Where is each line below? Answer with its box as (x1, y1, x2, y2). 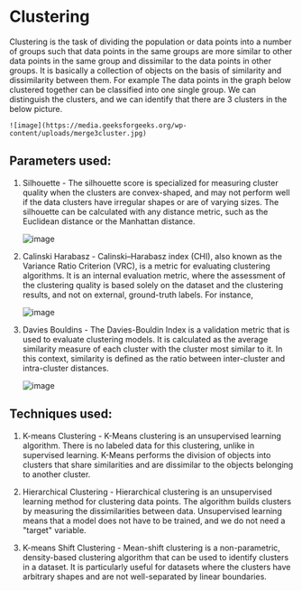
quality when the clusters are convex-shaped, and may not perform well (22, 187, 290, 198)
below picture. (9, 103, 63, 114)
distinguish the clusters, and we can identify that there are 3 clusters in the (9, 93, 288, 105)
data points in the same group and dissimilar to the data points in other (9, 55, 272, 66)
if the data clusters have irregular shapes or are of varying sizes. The (22, 196, 279, 207)
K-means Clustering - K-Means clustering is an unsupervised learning (22, 430, 282, 441)
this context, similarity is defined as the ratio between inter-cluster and (22, 352, 286, 363)
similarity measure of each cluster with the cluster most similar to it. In (22, 343, 283, 354)
